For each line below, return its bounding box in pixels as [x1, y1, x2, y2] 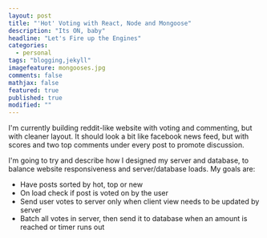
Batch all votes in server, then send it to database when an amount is [19, 214, 248, 224]
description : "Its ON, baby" [8, 26, 106, 34]
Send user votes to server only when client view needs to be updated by [19, 197, 260, 207]
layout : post [8, 11, 52, 20]
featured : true [8, 86, 59, 95]
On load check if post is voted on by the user [19, 188, 169, 198]
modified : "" [8, 101, 52, 109]
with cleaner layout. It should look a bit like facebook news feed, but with [8, 131, 249, 141]
